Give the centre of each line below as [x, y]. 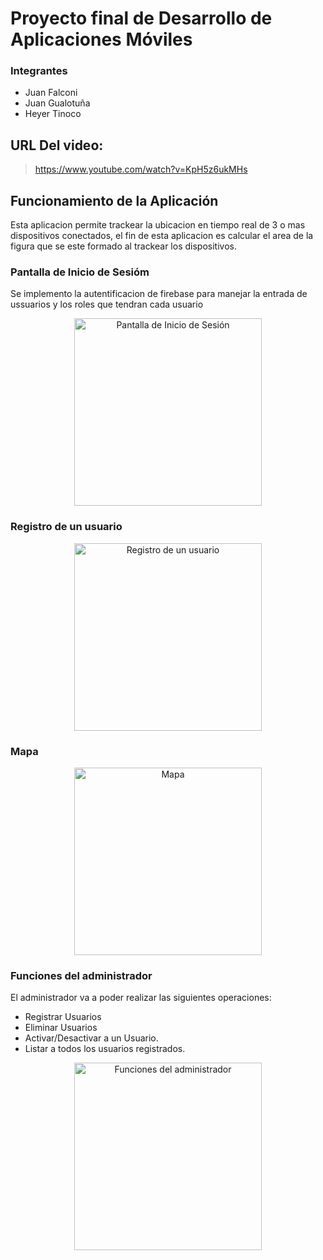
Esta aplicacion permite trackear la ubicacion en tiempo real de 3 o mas [158, 225]
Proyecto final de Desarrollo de [141, 18]
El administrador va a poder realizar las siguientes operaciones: [141, 998]
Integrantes [39, 71]
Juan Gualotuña [57, 103]
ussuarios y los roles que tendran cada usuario [107, 304]
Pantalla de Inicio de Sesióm [80, 272]
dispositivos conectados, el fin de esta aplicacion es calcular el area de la [162, 236]
